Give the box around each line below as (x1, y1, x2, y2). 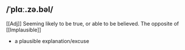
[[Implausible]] (6, 26, 42, 33)
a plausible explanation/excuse (14, 37, 90, 44)
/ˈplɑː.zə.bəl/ (6, 5, 54, 15)
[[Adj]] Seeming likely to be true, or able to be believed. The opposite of (6, 20, 179, 27)
